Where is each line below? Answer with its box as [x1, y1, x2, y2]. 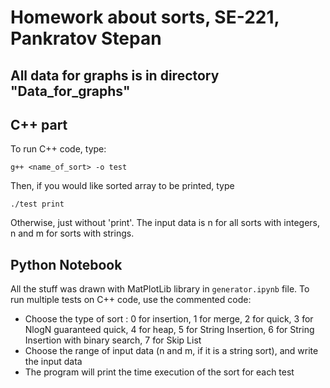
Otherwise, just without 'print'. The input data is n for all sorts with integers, [10, 217, 320, 229]
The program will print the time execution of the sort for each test [24, 366, 295, 378]
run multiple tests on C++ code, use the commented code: [10, 294, 252, 306]
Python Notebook [10, 256, 123, 273]
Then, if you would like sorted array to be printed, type [10, 180, 235, 192]
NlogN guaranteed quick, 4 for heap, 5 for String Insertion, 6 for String [24, 324, 315, 336]
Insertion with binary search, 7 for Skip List [24, 334, 202, 346]
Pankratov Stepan [10, 27, 162, 50]
